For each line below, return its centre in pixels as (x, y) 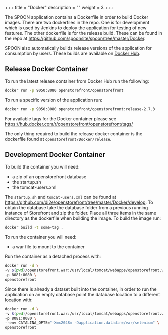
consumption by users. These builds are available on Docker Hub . (73, 53)
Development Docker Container (55, 155)
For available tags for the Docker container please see (61, 119)
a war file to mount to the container (48, 247)
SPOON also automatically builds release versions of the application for (79, 48)
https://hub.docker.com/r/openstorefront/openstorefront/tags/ (69, 124)
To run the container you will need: (41, 237)
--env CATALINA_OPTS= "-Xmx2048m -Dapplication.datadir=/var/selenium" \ (82, 323)
